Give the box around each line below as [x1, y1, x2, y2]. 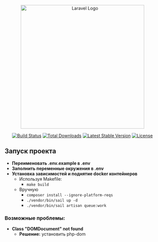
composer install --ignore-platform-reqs [26, 193, 113, 197]
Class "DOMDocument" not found [11, 226, 83, 232]
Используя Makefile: [19, 176, 62, 182]
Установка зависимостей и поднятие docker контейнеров [11, 171, 138, 177]
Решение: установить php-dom [19, 231, 86, 237]
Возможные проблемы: [4, 214, 65, 221]
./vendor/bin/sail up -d [26, 198, 78, 203]
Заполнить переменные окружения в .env [11, 165, 104, 171]
